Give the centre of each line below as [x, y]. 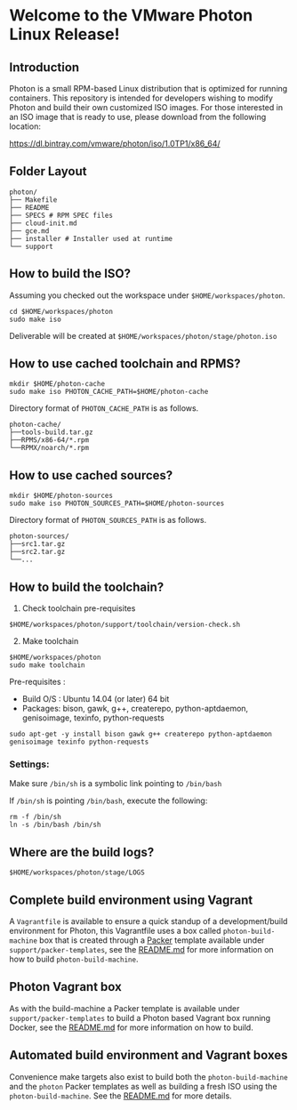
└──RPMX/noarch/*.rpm [49, 448]
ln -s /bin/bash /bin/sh [55, 825]
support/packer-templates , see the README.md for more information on [141, 949]
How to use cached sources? [91, 475]
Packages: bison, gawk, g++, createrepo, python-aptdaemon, [135, 709]
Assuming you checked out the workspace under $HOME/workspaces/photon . [148, 295]
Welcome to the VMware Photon [131, 16]
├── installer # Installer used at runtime [91, 238]
